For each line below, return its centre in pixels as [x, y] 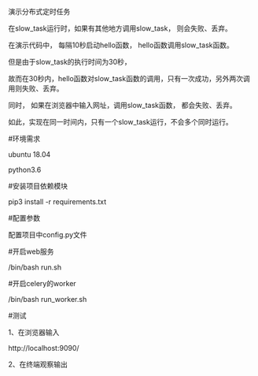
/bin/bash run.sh [35, 267]
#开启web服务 [31, 251]
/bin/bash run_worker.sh [48, 299]
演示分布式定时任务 [39, 11]
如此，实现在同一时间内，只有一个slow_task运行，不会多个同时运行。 [121, 122]
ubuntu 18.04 [29, 154]
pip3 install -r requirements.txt [57, 202]
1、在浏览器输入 [34, 332]
